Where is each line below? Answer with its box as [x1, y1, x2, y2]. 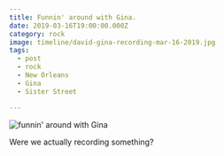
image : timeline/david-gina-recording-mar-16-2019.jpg [9, 37, 216, 47]
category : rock [9, 29, 66, 38]
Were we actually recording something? [9, 136, 154, 147]
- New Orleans [17, 71, 69, 80]
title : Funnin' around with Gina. [9, 12, 137, 22]
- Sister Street [17, 87, 77, 96]
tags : [9, 46, 29, 55]
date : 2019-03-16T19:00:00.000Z [9, 21, 128, 30]
